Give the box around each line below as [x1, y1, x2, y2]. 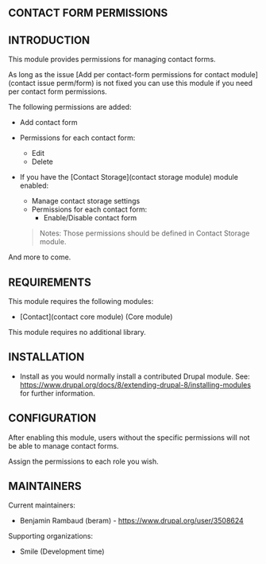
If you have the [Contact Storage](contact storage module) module [19, 173, 238, 182]
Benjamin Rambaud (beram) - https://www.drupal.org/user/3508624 [19, 516, 244, 526]
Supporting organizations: [8, 531, 94, 541]
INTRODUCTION [8, 33, 91, 47]
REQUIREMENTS [8, 275, 91, 289]
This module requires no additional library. [8, 328, 147, 337]
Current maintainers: [8, 500, 75, 510]
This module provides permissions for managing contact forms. [8, 55, 216, 64]
